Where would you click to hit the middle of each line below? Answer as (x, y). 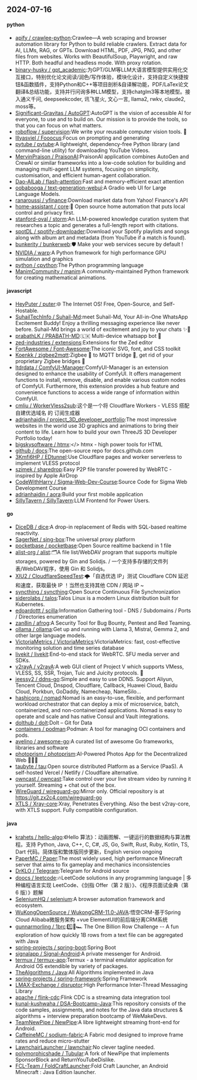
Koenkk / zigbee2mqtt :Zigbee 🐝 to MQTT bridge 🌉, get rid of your (94, 355)
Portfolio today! (34, 438)
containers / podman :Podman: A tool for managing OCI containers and (100, 729)
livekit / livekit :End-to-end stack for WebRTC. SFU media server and (97, 654)
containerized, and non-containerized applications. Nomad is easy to (98, 710)
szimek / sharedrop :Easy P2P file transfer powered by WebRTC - (94, 469)
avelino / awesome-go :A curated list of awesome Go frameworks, (94, 741)
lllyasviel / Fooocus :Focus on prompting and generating (82, 138)
